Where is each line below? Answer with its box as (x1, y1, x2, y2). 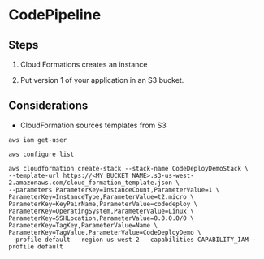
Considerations (8, 99, 89, 113)
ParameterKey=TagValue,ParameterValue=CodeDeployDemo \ (8, 228, 201, 236)
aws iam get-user (8, 136, 67, 144)
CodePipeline (8, 6, 102, 24)
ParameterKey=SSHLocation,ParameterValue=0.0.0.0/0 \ (8, 214, 195, 222)
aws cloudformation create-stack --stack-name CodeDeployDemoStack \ (8, 164, 249, 172)
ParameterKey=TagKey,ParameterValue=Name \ (8, 221, 158, 229)
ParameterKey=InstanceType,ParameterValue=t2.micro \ (8, 192, 195, 201)
